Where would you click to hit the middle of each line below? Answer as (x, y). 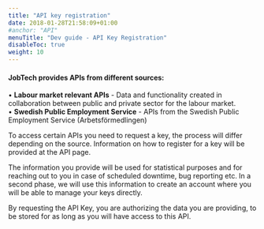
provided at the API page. (50, 152)
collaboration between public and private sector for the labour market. (122, 103)
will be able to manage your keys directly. (76, 193)
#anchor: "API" (33, 30)
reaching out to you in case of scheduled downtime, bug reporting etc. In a (130, 176)
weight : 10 (26, 52)
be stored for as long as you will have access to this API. (100, 216)
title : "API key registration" (59, 15)
